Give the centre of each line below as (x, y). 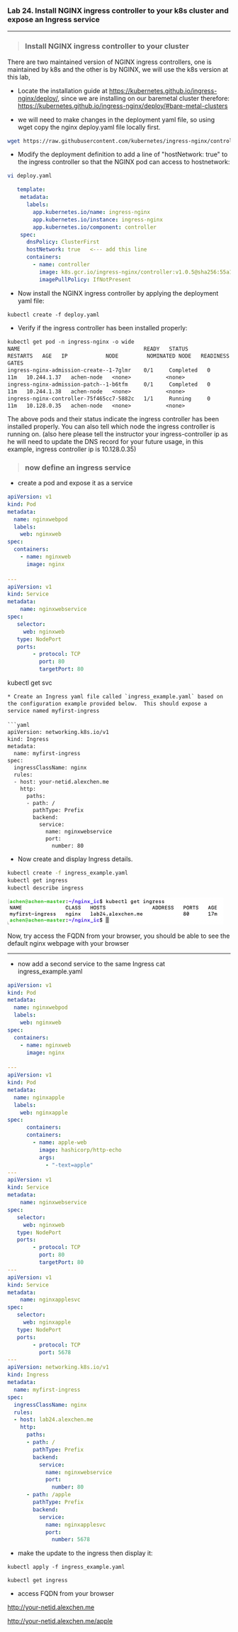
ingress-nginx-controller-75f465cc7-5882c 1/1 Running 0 (109, 399)
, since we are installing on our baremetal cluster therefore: (144, 98)
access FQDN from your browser (66, 1594)
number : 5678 (71, 1540)
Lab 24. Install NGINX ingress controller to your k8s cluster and (118, 11)
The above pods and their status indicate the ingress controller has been (113, 418)
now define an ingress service (78, 468)
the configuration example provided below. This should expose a (107, 704)
